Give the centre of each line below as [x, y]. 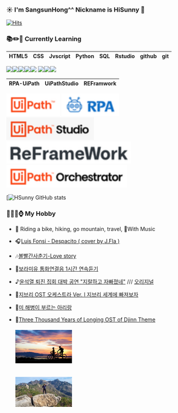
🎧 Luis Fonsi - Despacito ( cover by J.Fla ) [67, 241]
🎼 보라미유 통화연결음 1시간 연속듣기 [56, 269]
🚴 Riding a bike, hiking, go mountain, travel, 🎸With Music [85, 229]
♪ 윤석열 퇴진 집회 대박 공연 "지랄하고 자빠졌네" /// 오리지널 [84, 281]
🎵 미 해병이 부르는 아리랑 [43, 307]
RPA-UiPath [24, 84]
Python [85, 56]
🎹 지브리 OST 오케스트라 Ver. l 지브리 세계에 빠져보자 [77, 294]
